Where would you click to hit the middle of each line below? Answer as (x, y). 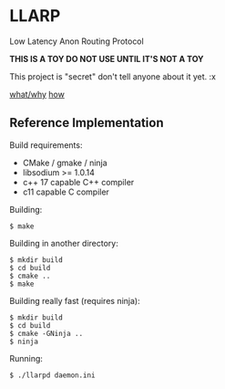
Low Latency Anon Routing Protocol (77, 41)
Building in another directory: (64, 243)
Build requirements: (46, 145)
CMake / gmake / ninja (65, 163)
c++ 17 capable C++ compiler (78, 182)
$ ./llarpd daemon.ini (52, 375)
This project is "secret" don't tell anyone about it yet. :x (113, 76)
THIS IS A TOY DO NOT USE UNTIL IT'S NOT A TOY (107, 58)
